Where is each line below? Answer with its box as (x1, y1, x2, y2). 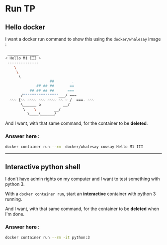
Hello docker (5, 23, 46, 31)
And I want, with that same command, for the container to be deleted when (5, 206, 159, 212)
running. (5, 196, 22, 202)
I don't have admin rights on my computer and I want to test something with (5, 176, 160, 182)
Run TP (5, 3, 36, 14)
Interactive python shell (5, 163, 81, 171)
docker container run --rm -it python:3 (5, 235, 90, 240)
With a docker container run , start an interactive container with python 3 (5, 191, 156, 197)
